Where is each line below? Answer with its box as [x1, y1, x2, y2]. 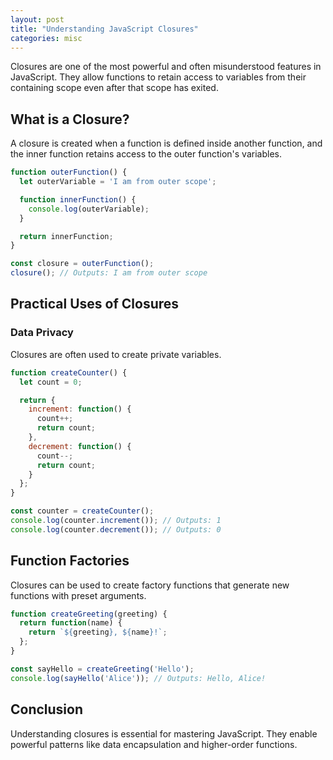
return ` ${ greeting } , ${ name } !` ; [28, 627, 168, 638]
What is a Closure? [10, 111, 130, 128]
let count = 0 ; [19, 377, 83, 387]
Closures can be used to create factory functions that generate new [10, 579, 290, 591]
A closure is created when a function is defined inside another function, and [10, 137, 323, 150]
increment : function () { [28, 404, 132, 415]
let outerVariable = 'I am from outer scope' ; [19, 177, 217, 187]
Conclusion [10, 701, 84, 718]
